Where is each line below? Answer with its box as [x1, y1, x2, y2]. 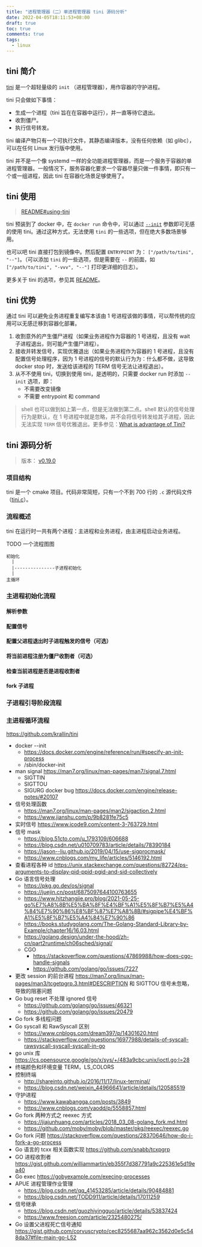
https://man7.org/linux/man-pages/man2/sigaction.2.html [23, 807, 167, 815]
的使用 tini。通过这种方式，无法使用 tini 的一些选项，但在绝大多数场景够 [6, 228, 188, 235]
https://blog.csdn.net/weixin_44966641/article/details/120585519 [23, 1084, 185, 1092]
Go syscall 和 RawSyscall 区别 [14, 1023, 90, 1030]
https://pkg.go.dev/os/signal [23, 882, 94, 889]
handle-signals [32, 959, 70, 966]
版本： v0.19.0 [20, 457, 56, 464]
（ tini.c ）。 [6, 496, 32, 503]
